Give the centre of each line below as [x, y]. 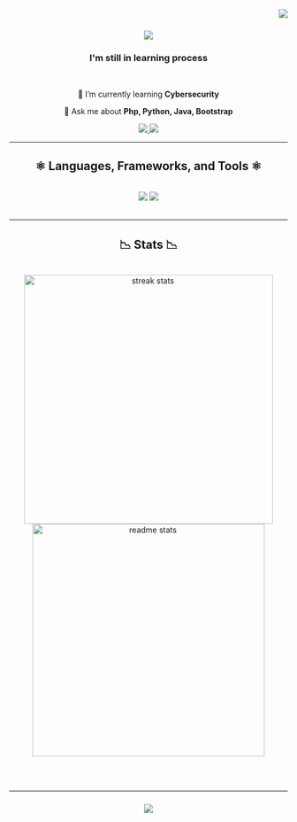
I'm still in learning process [148, 58]
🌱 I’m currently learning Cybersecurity [148, 94]
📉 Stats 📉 [148, 244]
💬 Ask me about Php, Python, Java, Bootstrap [148, 112]
